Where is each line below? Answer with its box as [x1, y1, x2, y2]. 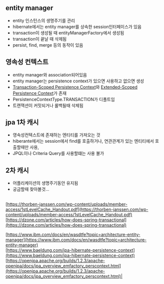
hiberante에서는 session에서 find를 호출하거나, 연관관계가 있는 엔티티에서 [12, 138, 154, 144]
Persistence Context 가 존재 [12, 90, 67, 96]
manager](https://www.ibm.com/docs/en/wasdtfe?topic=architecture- [5, 237, 147, 243]
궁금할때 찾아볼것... [12, 186, 49, 192]
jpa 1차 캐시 [5, 118, 39, 127]
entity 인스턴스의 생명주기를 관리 [12, 17, 75, 24]
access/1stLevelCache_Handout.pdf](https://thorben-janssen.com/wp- [5, 207, 148, 212]
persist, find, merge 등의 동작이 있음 [12, 42, 83, 48]
